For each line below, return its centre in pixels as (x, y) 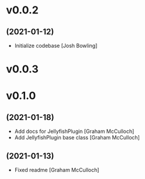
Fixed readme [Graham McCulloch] (57, 170)
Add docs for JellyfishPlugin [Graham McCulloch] (74, 131)
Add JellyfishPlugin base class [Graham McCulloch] (77, 138)
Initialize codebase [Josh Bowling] (56, 45)
